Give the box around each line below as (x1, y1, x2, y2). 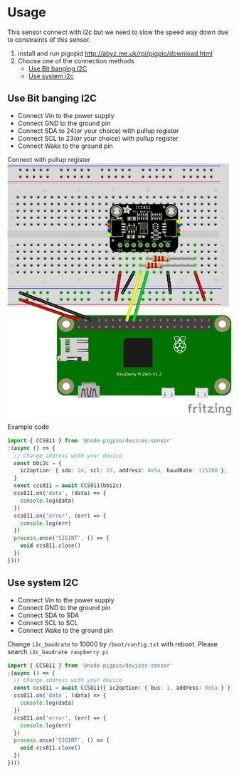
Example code (7, 422, 50, 431)
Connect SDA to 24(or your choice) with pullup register (17, 126, 179, 135)
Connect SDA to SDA (17, 611, 80, 619)
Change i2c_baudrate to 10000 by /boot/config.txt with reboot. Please (7, 639, 218, 648)
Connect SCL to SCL (17, 618, 78, 627)
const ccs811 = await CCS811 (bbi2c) (14, 482, 122, 489)
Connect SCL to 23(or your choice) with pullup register (17, 134, 179, 142)
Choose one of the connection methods (17, 56, 135, 65)
